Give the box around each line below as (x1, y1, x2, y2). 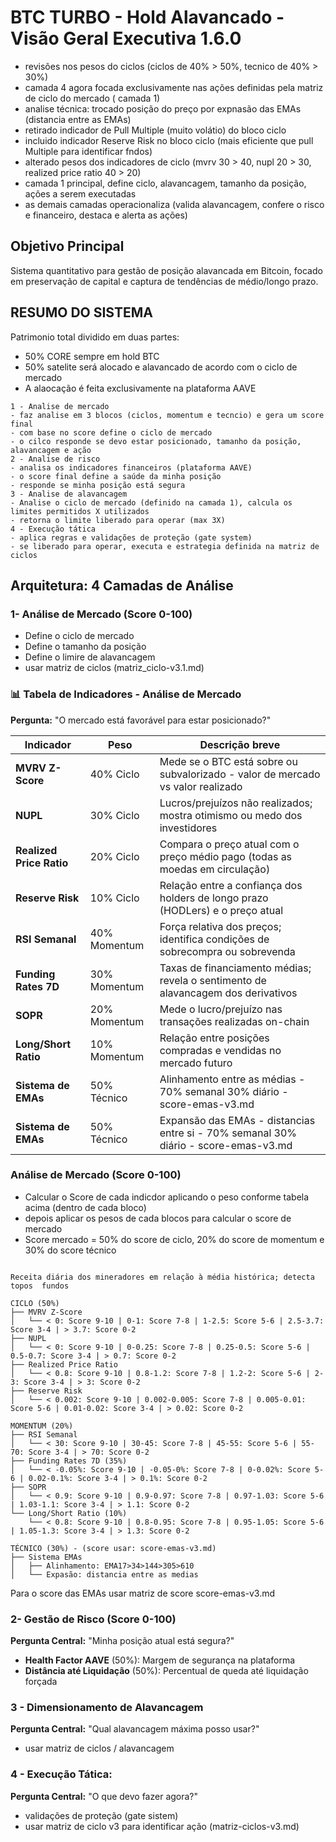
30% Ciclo (89, 808, 140, 822)
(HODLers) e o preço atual (159, 903, 283, 917)
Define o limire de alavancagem (24, 651, 156, 663)
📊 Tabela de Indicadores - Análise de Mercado (10, 687, 242, 701)
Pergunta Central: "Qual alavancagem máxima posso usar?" (10, 1723, 260, 1735)
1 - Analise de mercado (10, 401, 110, 411)
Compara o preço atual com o (159, 837, 300, 851)
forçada (24, 1676, 58, 1688)
